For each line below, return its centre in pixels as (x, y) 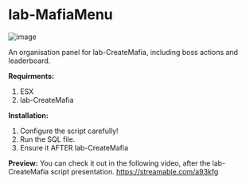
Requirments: (31, 76)
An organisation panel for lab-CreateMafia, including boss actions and (123, 52)
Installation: (29, 115)
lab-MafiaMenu (61, 15)
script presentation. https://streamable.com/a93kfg (135, 171)
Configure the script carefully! (69, 131)
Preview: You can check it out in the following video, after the (109, 163)
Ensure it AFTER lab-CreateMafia (74, 147)
